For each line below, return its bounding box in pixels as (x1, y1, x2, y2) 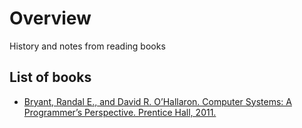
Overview (9, 7, 92, 30)
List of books (9, 69, 92, 86)
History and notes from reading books (9, 40, 166, 52)
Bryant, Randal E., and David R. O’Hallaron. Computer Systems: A (23, 95, 292, 107)
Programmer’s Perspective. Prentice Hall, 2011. (23, 106, 217, 118)
